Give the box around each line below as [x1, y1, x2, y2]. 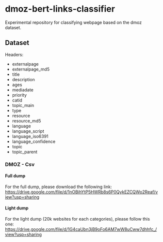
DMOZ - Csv [5, 161, 35, 168]
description [12, 76, 35, 82]
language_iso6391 [12, 133, 49, 139]
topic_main [12, 102, 34, 108]
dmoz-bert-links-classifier [5, 3, 115, 15]
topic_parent [12, 149, 38, 155]
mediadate [12, 86, 34, 93]
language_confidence [12, 138, 56, 144]
